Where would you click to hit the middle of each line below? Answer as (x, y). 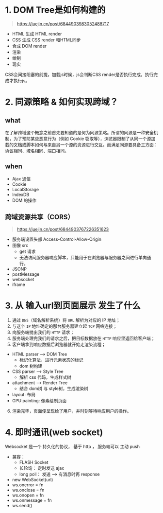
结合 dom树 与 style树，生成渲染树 (54, 388)
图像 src (20, 245)
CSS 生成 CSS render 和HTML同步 (46, 40)
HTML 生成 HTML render (37, 34)
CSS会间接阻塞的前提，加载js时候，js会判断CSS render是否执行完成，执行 (79, 74)
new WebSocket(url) (33, 480)
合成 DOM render (29, 46)
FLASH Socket (34, 462)
